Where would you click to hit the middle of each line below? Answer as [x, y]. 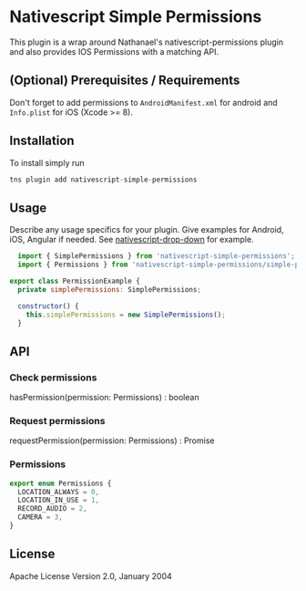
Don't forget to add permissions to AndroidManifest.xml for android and [143, 102]
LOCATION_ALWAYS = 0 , [59, 492]
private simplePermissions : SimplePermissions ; [110, 289]
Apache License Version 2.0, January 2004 [91, 575]
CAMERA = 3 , [41, 517]
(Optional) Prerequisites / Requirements [125, 81]
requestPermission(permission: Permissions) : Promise [112, 441]
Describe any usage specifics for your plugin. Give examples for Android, [147, 230]
